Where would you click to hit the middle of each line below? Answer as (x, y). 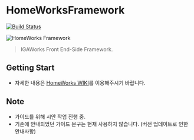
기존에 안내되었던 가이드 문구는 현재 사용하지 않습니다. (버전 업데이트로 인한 (101, 124)
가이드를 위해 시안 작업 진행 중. (50, 116)
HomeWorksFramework (65, 10)
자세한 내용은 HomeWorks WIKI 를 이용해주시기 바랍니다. (80, 82)
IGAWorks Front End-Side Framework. (67, 49)
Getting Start (30, 68)
